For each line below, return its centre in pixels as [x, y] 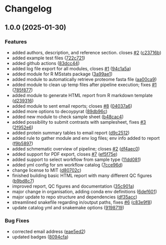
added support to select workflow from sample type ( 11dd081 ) [76, 159]
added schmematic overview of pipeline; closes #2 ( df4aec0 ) [76, 148]
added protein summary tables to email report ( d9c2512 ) [71, 133]
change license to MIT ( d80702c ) [47, 170]
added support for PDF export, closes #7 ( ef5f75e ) [65, 154]
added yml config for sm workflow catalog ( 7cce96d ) [67, 165]
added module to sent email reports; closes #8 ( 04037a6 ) [72, 106]
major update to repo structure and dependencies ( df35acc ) [74, 197]
